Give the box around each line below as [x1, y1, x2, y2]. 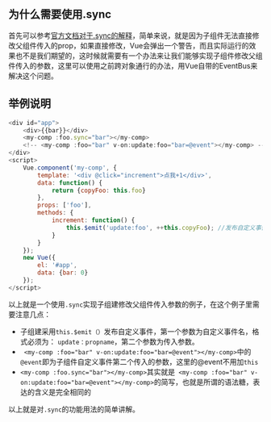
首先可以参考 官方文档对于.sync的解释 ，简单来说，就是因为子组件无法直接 [8, 31, 252, 40]
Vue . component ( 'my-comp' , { [23, 164, 117, 172]
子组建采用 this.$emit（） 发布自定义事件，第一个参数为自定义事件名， [19, 326, 252, 336]
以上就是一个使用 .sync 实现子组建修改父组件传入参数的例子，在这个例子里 [8, 299, 252, 309]
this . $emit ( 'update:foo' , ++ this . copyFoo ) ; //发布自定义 [65, 224, 256, 232]
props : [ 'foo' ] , [37, 201, 92, 210]
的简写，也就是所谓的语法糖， [153, 377, 253, 386]
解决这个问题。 [8, 71, 58, 81]
